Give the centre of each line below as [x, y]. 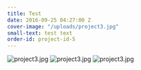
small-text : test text [40, 33]
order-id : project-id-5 [41, 40]
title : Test [24, 14]
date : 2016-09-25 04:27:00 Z [49, 20]
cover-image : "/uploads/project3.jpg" [63, 26]
